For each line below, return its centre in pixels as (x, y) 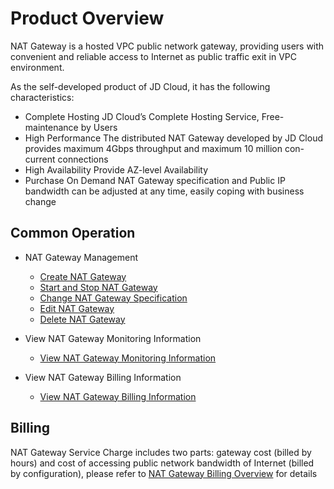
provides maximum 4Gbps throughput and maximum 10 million (153, 148)
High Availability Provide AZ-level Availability (116, 169)
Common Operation (73, 233)
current (40, 159)
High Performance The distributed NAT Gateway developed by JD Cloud (173, 138)
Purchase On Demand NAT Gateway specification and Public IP (155, 180)
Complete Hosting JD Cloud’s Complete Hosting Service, (142, 116)
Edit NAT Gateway (77, 308)
